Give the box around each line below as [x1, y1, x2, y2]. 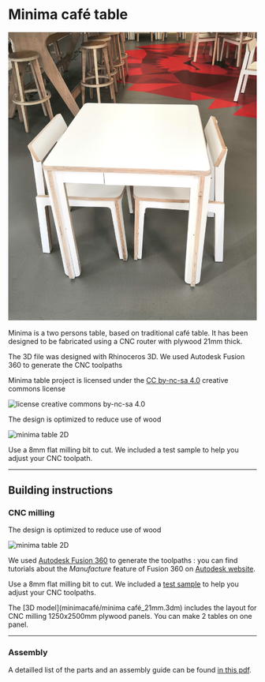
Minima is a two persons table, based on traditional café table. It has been [8, 328, 248, 337]
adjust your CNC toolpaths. [8, 588, 96, 598]
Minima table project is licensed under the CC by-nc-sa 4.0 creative [8, 375, 229, 384]
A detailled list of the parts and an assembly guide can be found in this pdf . [8, 665, 252, 674]
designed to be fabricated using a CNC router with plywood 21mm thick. [8, 336, 243, 346]
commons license [8, 384, 65, 393]
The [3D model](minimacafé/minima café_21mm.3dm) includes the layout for [8, 603, 257, 613]
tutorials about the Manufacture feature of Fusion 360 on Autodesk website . [8, 564, 256, 574]
